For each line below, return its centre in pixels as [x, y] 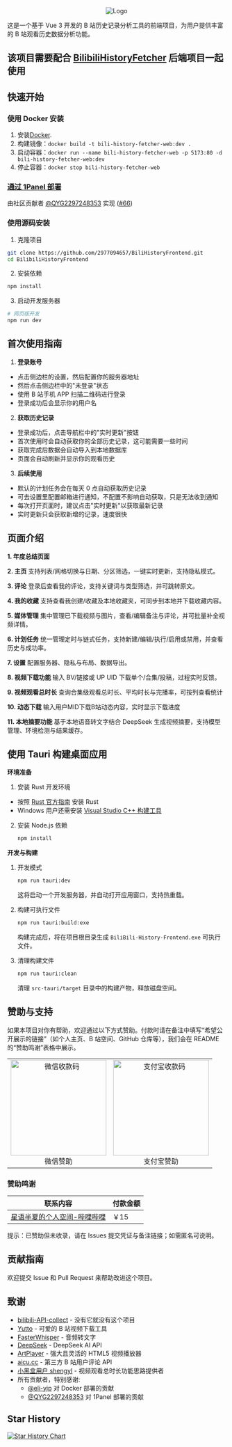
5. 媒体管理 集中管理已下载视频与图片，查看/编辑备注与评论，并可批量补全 [113, 615]
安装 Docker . [34, 135]
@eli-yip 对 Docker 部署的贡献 [71, 1388]
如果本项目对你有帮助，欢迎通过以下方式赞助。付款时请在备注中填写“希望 [112, 1030]
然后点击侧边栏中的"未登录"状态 [63, 385]
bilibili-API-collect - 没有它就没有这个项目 [76, 1320]
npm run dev [24, 321]
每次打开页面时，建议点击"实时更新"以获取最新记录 [90, 505]
